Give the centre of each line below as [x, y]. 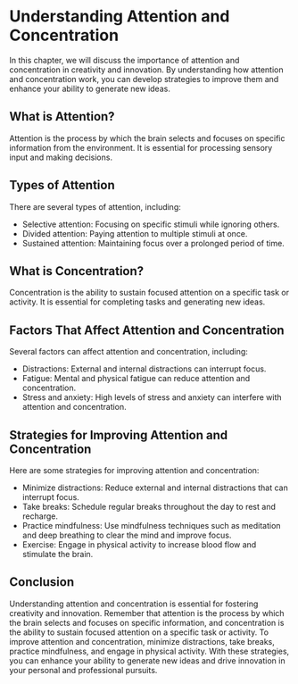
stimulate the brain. [58, 554]
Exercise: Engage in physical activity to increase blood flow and [139, 545]
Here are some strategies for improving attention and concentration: [134, 470]
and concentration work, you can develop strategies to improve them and [144, 79]
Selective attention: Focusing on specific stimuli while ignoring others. [151, 224]
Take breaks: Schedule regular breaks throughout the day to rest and [149, 507]
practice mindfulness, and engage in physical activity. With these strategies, [149, 651]
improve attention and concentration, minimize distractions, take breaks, [142, 641]
